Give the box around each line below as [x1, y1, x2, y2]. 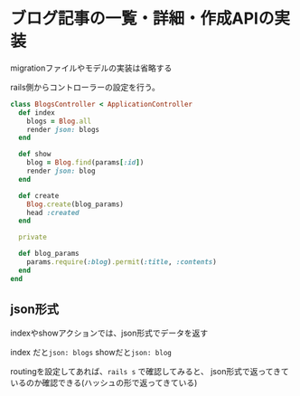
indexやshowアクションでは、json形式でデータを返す [10, 327, 209, 338]
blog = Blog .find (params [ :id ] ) [26, 158, 145, 167]
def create [18, 191, 60, 200]
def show [18, 150, 52, 159]
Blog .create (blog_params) [26, 200, 125, 209]
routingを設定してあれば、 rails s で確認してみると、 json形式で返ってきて [10, 365, 290, 376]
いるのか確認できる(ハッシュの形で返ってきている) [10, 377, 198, 388]
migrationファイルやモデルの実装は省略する [10, 62, 173, 73]
